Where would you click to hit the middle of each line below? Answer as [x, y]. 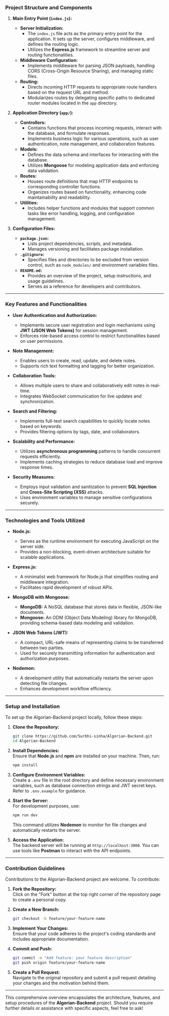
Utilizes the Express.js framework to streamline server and [89, 50]
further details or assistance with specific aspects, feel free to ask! [74, 1008]
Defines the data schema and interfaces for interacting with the [93, 154]
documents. [32, 612]
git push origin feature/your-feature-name [59, 963]
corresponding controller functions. [64, 187]
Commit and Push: [32, 949]
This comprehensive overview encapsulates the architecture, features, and [83, 997]
